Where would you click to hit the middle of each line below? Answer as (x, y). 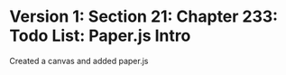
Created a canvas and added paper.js (79, 61)
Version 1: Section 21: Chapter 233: (143, 17)
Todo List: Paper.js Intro (100, 36)
